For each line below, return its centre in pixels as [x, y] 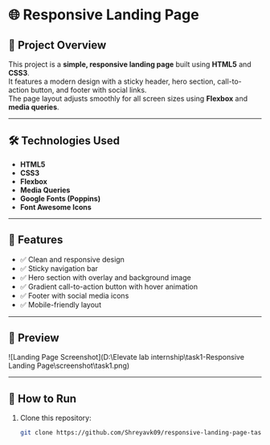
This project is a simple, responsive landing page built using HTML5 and [130, 64]
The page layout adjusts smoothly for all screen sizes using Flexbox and [128, 99]
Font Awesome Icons [56, 207]
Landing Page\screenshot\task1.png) [69, 366]
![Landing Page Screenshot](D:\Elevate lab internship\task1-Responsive [127, 357]
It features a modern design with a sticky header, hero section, [112, 81]
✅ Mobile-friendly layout [61, 304]
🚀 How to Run [43, 399]
